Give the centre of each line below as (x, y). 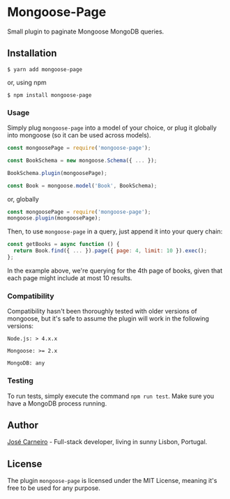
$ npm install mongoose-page (49, 95)
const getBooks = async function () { (63, 245)
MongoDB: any (26, 363)
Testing (20, 381)
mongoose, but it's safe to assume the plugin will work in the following (108, 318)
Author (23, 425)
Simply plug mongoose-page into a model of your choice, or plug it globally (112, 128)
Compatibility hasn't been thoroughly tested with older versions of (102, 312)
